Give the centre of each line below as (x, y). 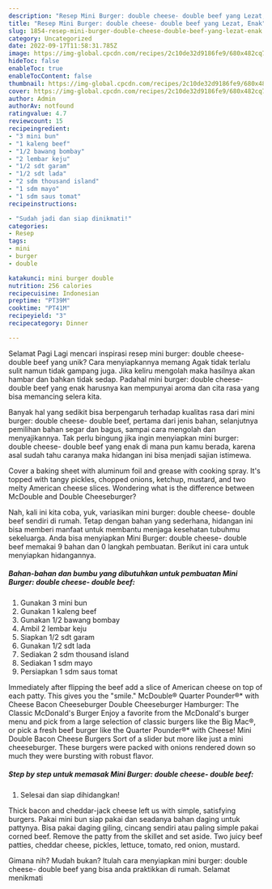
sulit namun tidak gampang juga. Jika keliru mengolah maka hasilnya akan (132, 370)
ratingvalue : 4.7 (38, 114)
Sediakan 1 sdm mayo (56, 663)
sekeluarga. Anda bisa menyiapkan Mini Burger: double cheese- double (127, 538)
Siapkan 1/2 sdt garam (57, 637)
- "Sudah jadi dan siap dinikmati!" (70, 218)
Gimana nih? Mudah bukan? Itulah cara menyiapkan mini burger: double (128, 860)
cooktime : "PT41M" (39, 308)
